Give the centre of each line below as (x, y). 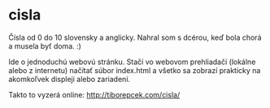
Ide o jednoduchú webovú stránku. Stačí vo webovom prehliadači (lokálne (132, 62)
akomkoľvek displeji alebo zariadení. (70, 79)
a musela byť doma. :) (45, 45)
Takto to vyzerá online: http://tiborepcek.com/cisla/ (94, 94)
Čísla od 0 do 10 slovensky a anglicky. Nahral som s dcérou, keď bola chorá (135, 37)
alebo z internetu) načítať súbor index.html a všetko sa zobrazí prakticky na (135, 70)
